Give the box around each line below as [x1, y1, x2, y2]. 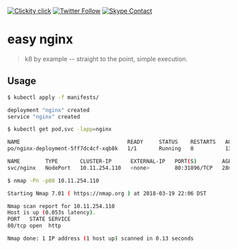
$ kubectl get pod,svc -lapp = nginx [7, 126, 112, 133]
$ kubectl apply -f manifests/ [7, 94, 99, 101]
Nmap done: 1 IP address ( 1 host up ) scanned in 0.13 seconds [7, 235, 194, 242]
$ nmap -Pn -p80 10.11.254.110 [7, 177, 99, 184]
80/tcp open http [7, 222, 61, 229]
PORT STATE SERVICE [7, 216, 71, 223]
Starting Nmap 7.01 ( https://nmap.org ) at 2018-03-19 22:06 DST [7, 190, 207, 197]
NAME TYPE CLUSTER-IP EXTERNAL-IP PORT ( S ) [7, 158, 197, 165]
